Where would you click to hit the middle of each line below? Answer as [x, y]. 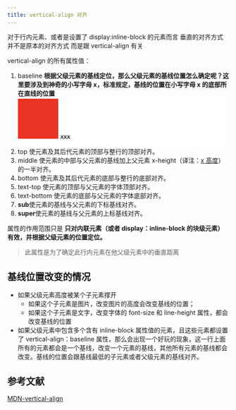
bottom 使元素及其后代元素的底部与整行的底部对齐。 [94, 178]
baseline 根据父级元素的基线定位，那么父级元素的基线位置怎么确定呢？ [120, 76]
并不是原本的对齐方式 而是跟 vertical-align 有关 [75, 45]
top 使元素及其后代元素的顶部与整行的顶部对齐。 [88, 152]
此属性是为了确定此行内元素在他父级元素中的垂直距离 [102, 252]
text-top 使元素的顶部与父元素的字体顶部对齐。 [86, 187]
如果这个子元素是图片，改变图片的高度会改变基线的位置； [111, 304]
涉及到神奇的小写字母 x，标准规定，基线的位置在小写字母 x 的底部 [125, 84]
